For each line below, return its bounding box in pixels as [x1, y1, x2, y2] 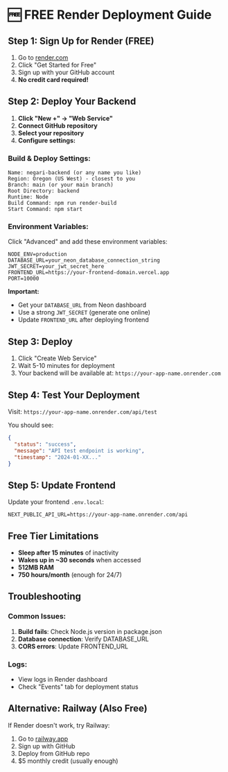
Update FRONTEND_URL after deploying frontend [17, 316, 150, 324]
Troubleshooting [8, 591, 82, 603]
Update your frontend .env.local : [8, 498, 105, 506]
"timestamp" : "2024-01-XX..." [14, 453, 101, 461]
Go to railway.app [17, 735, 69, 743]
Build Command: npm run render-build [8, 200, 117, 207]
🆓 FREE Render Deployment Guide [8, 7, 212, 23]
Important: [8, 287, 40, 296]
